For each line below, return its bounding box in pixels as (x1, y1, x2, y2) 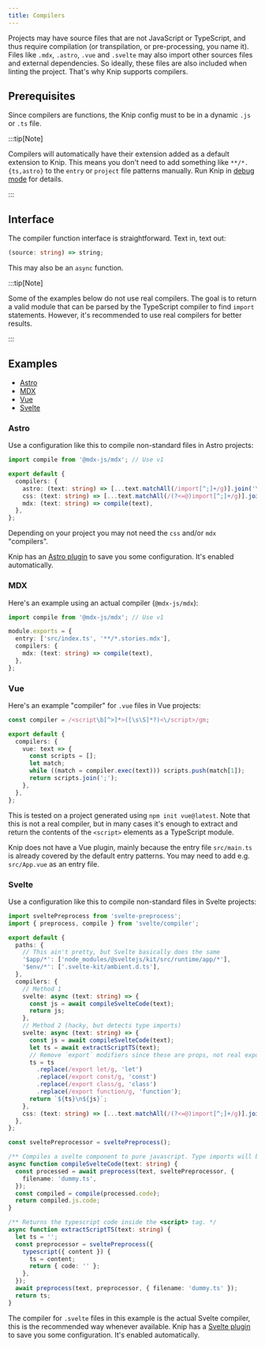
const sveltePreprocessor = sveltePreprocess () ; (8, 1139, 171, 1147)
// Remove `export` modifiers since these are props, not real (28, 1050, 242, 1059)
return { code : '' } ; (28, 1263, 101, 1271)
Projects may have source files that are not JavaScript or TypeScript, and (8, 33, 246, 43)
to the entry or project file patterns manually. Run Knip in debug (45, 166, 255, 176)
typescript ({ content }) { (22, 1248, 111, 1256)
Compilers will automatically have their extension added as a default (8, 149, 230, 159)
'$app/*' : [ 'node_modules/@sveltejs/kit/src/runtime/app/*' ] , (22, 956, 231, 964)
